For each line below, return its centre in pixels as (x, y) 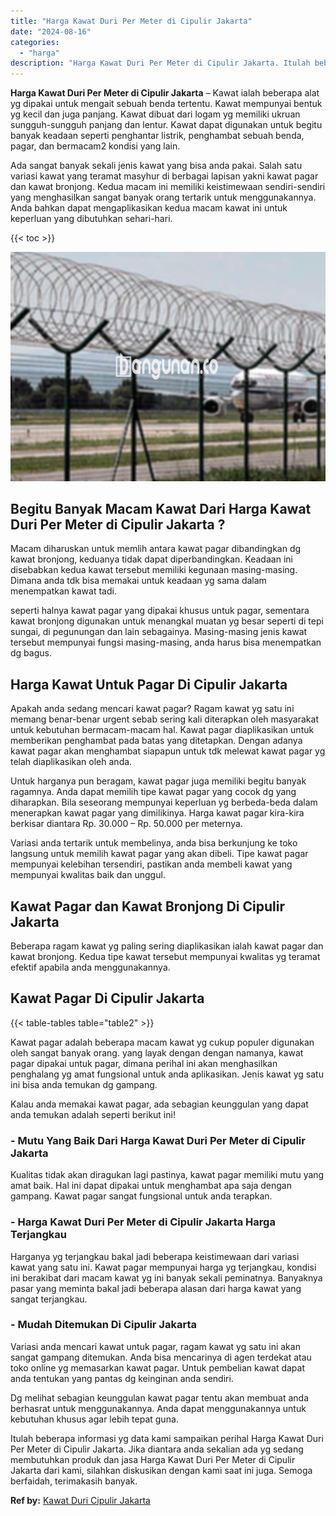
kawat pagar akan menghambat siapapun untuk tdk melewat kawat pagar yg (168, 751)
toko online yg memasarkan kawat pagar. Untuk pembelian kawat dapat (158, 1367)
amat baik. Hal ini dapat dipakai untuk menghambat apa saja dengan (151, 1186)
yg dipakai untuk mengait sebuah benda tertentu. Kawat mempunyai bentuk (166, 104)
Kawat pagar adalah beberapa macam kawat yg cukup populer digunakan (162, 1042)
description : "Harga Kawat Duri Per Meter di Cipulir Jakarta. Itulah (160, 63)
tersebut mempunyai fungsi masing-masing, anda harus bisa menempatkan (166, 642)
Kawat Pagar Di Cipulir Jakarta (107, 998)
